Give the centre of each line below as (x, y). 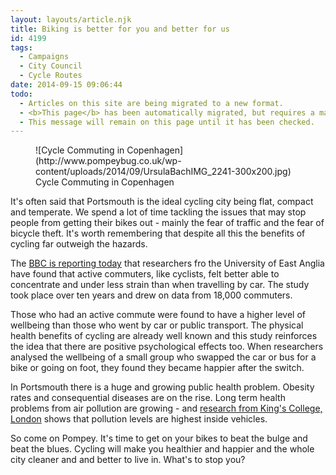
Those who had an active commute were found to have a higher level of (158, 315)
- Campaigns (44, 57)
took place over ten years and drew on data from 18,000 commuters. (151, 295)
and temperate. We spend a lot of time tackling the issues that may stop (158, 212)
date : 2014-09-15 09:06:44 (66, 85)
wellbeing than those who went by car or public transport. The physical (157, 325)
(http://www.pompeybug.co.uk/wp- (108, 161)
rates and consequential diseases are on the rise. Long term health (148, 398)
